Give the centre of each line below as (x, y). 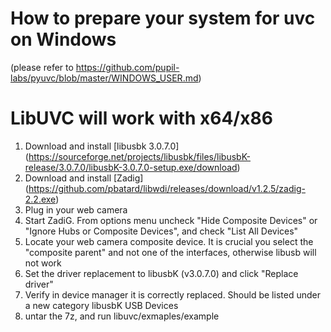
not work (43, 263)
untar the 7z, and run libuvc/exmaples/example (122, 316)
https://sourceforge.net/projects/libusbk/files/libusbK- (139, 156)
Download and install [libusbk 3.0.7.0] (102, 146)
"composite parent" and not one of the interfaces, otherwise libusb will (170, 252)
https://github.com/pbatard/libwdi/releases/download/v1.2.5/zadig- (167, 188)
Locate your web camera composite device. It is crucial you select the (169, 241)
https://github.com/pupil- (127, 67)
